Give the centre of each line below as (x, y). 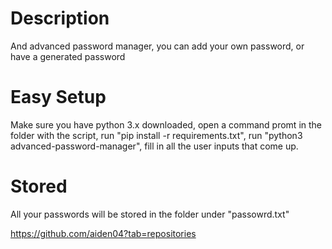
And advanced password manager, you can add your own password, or (157, 46)
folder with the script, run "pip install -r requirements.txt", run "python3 (156, 135)
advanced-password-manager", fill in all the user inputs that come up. (154, 146)
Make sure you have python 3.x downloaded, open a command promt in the (166, 124)
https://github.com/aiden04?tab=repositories (103, 233)
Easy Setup (58, 97)
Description (60, 18)
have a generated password (68, 56)
